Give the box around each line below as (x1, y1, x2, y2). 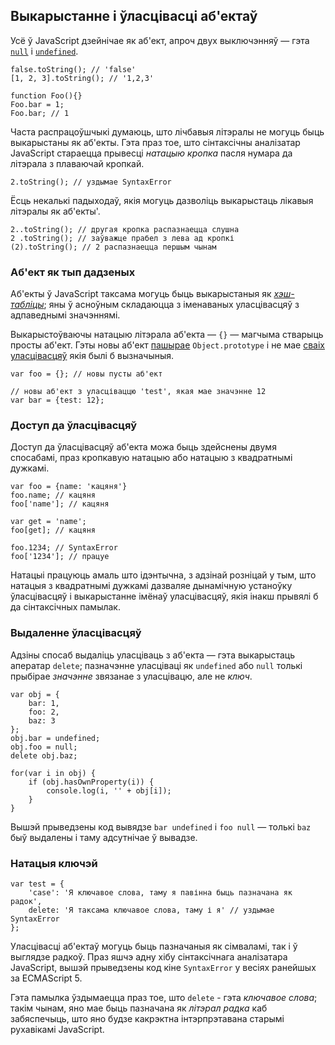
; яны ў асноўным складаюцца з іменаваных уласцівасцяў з (43, 299, 300, 311)
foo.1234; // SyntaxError (10, 543, 118, 553)
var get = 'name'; (10, 517, 87, 527)
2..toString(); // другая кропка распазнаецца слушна (10, 224, 240, 234)
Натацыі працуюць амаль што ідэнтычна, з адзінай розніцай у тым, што (10, 569, 317, 581)
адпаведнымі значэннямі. (10, 309, 121, 321)
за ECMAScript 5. (10, 972, 83, 984)
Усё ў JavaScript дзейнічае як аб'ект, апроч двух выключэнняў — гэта (10, 34, 310, 46)
